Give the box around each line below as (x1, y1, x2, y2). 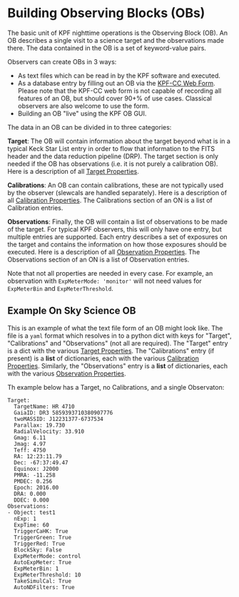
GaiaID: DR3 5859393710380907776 (14, 409, 113, 416)
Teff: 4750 (14, 447, 46, 454)
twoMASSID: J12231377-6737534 (14, 415, 103, 422)
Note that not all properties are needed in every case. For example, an (7, 269, 213, 277)
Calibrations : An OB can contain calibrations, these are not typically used (7, 180, 224, 190)
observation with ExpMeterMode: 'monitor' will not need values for (7, 276, 202, 285)
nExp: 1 (14, 515, 37, 522)
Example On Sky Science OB (7, 305, 136, 317)
